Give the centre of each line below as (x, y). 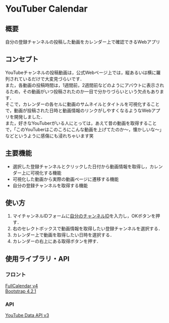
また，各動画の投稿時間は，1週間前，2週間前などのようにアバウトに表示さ (82, 85)
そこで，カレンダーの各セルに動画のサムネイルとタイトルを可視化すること (82, 104)
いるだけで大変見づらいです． (53, 78)
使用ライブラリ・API (37, 259)
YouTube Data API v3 (27, 315)
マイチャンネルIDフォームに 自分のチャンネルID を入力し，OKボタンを (84, 216)
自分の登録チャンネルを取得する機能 (50, 185)
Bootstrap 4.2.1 (21, 291)
